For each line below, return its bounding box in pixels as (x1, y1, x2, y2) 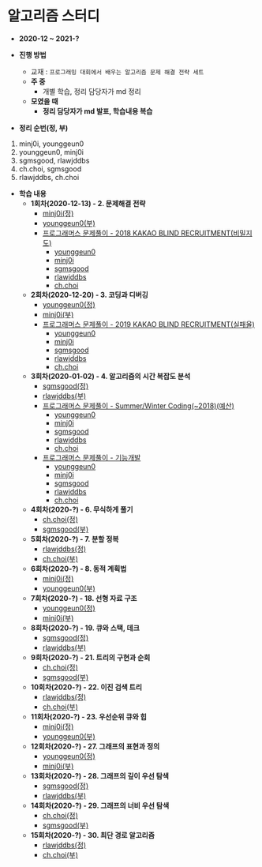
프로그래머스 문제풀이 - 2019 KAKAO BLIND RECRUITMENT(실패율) (42, 319, 256, 328)
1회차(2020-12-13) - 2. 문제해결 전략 (30, 198, 146, 208)
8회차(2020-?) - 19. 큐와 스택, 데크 (30, 623, 140, 632)
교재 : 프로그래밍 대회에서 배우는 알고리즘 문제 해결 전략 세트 (30, 66, 204, 76)
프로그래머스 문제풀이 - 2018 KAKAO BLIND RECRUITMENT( (42, 228, 234, 238)
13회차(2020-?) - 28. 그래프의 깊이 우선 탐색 (30, 771, 170, 780)
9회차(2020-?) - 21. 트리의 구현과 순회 (30, 652, 151, 662)
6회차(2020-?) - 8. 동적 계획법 (30, 564, 127, 573)
